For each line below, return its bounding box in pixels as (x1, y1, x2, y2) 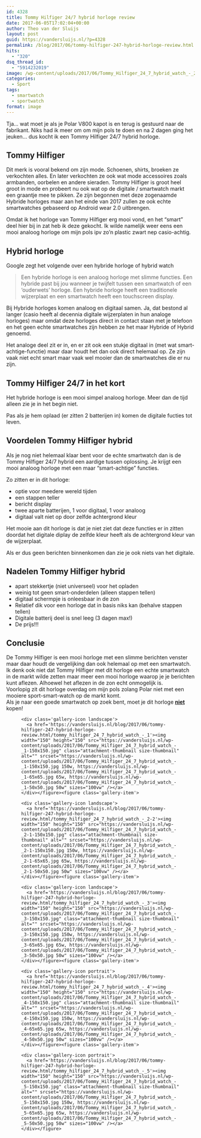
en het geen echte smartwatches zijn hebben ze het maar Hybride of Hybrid (6, 323, 194, 331)
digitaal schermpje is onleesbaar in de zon (14, 595, 120, 602)
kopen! (6, 705, 23, 712)
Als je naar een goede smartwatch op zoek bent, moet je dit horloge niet (6, 698, 185, 705)
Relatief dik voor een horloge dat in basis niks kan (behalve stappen (14, 601, 182, 609)
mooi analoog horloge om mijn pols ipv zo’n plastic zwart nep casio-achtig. (6, 229, 191, 236)
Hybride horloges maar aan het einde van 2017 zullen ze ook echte (6, 198, 172, 205)
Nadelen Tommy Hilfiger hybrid (6, 566, 126, 576)
